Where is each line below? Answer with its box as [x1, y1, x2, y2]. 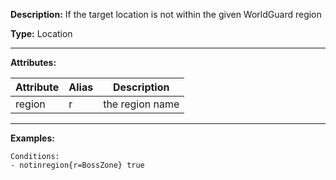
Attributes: [10, 57, 57, 68]
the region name [103, 97, 180, 111]
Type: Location [10, 28, 73, 39]
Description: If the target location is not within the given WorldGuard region [10, 9, 322, 20]
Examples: [10, 132, 55, 144]
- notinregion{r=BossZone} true [10, 160, 145, 170]
